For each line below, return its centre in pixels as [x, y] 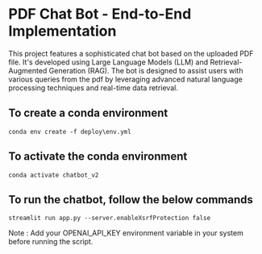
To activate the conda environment [98, 157]
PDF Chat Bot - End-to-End [100, 14]
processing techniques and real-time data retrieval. [94, 87]
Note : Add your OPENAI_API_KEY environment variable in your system [126, 233]
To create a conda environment [88, 113]
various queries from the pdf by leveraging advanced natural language [126, 79]
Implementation [62, 31]
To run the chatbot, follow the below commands [131, 200]
